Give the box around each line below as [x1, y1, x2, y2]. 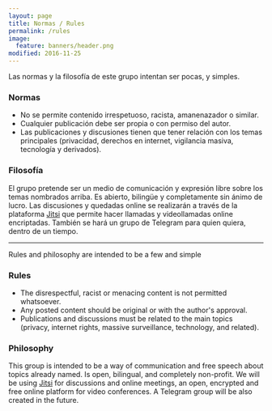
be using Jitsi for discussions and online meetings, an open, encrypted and [8, 378, 259, 388]
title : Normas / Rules [8, 19, 85, 28]
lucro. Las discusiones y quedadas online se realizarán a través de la [8, 200, 238, 210]
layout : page [8, 11, 53, 20]
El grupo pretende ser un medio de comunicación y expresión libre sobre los [8, 183, 263, 193]
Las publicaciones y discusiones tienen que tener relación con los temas [19, 127, 263, 138]
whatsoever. [19, 296, 62, 306]
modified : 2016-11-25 [8, 49, 82, 57]
